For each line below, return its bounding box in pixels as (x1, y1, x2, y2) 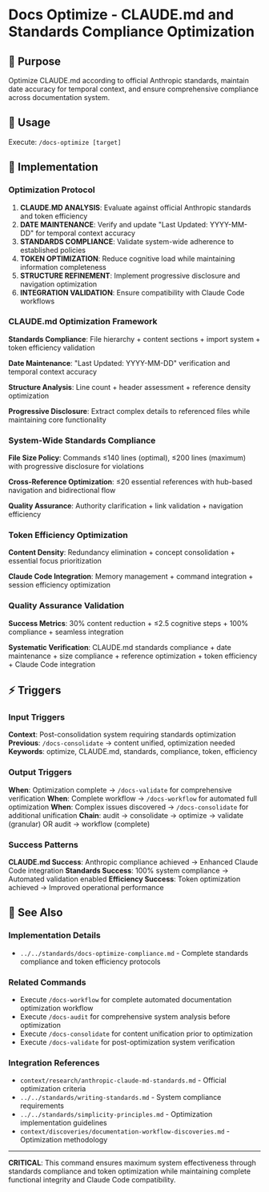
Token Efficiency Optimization (8, 530, 128, 541)
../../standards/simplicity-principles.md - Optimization (19, 1110, 213, 1119)
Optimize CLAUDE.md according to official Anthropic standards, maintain (8, 76, 250, 85)
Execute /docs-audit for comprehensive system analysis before (19, 1011, 231, 1021)
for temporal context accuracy (35, 228, 136, 238)
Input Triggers (8, 712, 66, 722)
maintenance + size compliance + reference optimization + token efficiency (8, 651, 258, 660)
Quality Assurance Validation (8, 600, 125, 612)
